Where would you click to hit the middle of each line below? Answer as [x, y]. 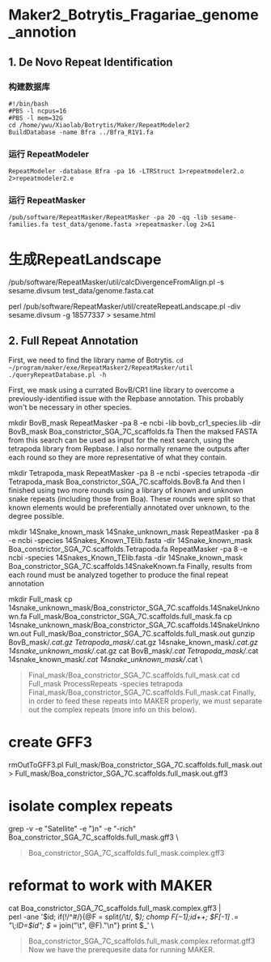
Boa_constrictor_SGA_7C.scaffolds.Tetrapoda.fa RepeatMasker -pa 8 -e [128, 549]
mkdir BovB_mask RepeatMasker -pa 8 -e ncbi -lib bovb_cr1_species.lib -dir [135, 423]
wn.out [20, 634]
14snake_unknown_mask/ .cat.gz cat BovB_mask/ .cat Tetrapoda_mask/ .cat [133, 651]
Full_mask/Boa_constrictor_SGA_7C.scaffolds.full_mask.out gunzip [144, 634]
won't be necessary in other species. [70, 408]
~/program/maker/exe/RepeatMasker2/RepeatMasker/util [101, 368]
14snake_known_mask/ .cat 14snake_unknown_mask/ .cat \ [106, 660]
